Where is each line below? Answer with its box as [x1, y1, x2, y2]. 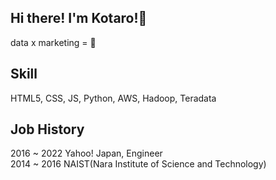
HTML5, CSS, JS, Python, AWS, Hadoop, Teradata [10, 92, 217, 104]
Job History [10, 121, 85, 138]
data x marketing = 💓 [10, 36, 97, 48]
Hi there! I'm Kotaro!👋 [10, 10, 148, 27]
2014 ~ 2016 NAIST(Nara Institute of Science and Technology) [10, 158, 267, 170]
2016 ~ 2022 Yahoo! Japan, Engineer [10, 147, 163, 160]
